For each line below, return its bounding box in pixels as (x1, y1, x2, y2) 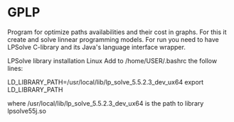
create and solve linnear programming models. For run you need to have (7, 35, 219, 43)
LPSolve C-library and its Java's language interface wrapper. (7, 43, 186, 51)
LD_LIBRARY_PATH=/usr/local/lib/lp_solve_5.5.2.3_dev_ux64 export (7, 77, 204, 86)
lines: (7, 64, 23, 72)
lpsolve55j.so (7, 106, 46, 115)
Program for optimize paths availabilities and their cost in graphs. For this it (7, 28, 227, 36)
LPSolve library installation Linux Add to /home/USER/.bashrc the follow (7, 56, 218, 65)
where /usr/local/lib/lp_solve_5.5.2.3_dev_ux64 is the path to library (7, 99, 204, 107)
